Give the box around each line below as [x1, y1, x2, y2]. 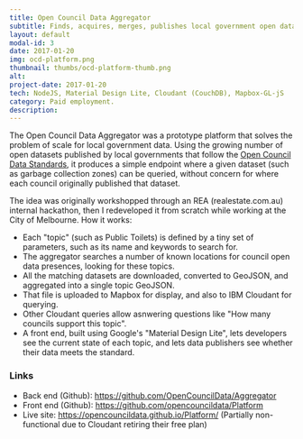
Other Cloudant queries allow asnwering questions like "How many [22, 308, 271, 320]
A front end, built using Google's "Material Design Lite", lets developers [22, 328, 287, 339]
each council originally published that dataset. [9, 178, 180, 189]
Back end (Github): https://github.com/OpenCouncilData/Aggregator [22, 389, 277, 401]
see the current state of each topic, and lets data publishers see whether [22, 337, 293, 348]
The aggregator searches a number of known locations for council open [22, 252, 290, 262]
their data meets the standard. [22, 347, 135, 358]
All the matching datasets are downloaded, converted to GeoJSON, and [22, 270, 289, 281]
